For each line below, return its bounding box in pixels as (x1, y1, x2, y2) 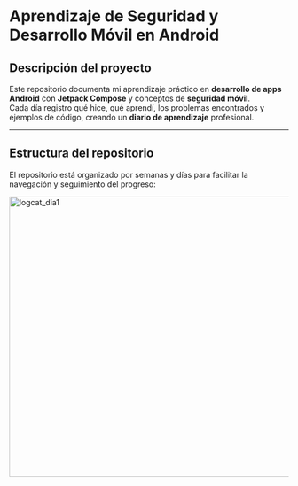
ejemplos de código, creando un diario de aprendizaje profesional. (9, 112, 255, 122)
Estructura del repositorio (9, 146, 154, 161)
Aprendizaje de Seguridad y (9, 6, 219, 27)
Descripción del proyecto (9, 60, 153, 75)
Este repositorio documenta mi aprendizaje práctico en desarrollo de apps (9, 84, 282, 94)
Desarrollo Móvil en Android (9, 25, 220, 45)
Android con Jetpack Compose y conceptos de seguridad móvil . (9, 93, 251, 104)
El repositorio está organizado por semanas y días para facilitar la (9, 169, 248, 180)
